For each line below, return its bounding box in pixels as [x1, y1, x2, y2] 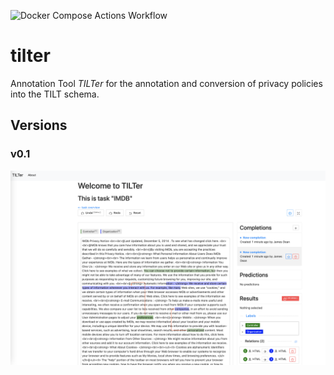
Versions [10, 117, 68, 134]
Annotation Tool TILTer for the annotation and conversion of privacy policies [10, 77, 323, 89]
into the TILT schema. [10, 88, 100, 100]
